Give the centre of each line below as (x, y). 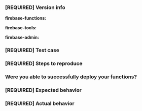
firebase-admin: (22, 37)
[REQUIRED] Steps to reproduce (44, 63)
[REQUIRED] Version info (35, 7)
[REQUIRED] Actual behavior (40, 103)
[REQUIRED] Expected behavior (43, 90)
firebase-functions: (26, 18)
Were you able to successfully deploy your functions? (71, 77)
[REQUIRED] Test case (32, 50)
